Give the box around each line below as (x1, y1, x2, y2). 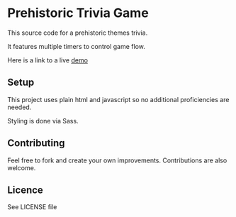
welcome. (7, 163, 36, 172)
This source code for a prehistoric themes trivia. (7, 28, 148, 37)
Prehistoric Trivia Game (7, 5, 149, 21)
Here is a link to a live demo (7, 55, 89, 65)
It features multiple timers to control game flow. (7, 42, 145, 50)
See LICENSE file (7, 203, 57, 211)
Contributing (7, 137, 65, 150)
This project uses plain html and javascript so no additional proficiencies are (7, 95, 230, 104)
